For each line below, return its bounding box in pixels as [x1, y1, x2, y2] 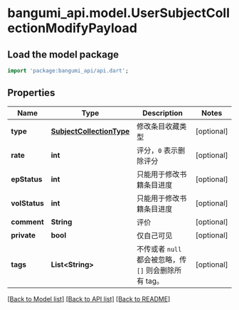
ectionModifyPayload [7, 20, 137, 36]
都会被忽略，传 [136, 255, 187, 264]
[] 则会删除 [136, 265, 175, 275]
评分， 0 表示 [136, 145, 179, 155]
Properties [7, 87, 55, 99]
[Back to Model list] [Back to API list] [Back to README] [7, 294, 171, 303]
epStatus [11, 174, 43, 184]
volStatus [11, 198, 44, 208]
